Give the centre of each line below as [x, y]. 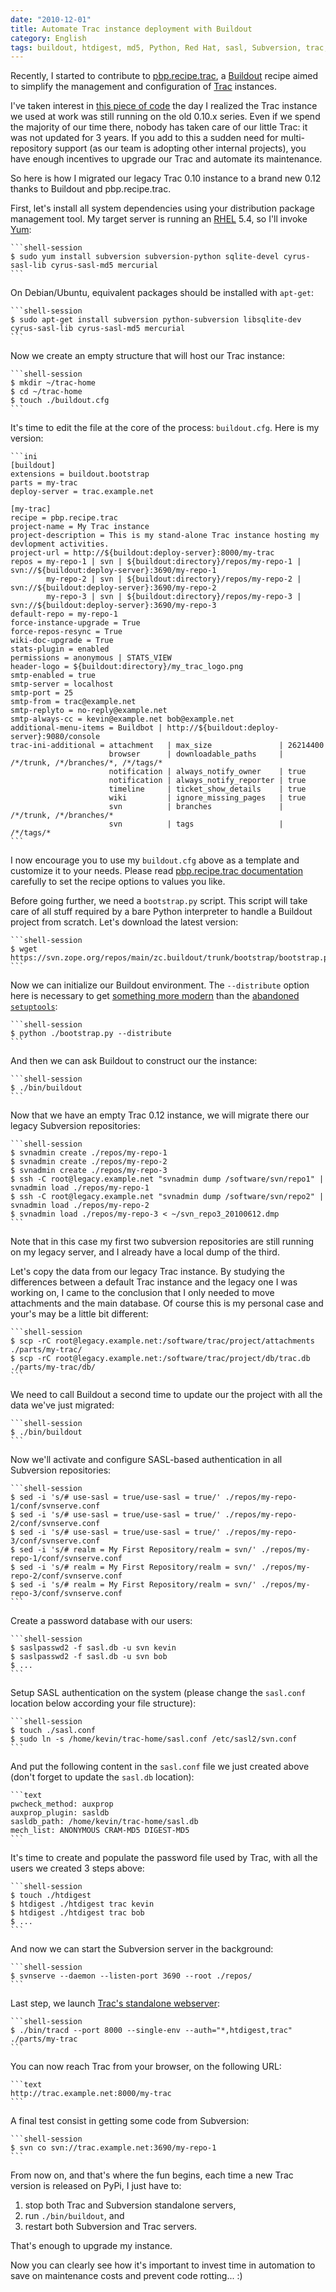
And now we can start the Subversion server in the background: [142, 1949]
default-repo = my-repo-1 [64, 614]
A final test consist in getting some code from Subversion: [130, 2121]
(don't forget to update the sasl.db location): [102, 1777]
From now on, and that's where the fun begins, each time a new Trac [152, 2175]
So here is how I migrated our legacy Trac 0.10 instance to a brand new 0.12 [166, 178]
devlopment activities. [60, 544]
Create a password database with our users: [101, 1621]
